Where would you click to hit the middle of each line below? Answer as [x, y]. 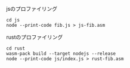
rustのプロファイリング [35, 37]
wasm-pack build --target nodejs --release [61, 54]
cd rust [16, 48]
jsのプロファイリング [32, 9]
